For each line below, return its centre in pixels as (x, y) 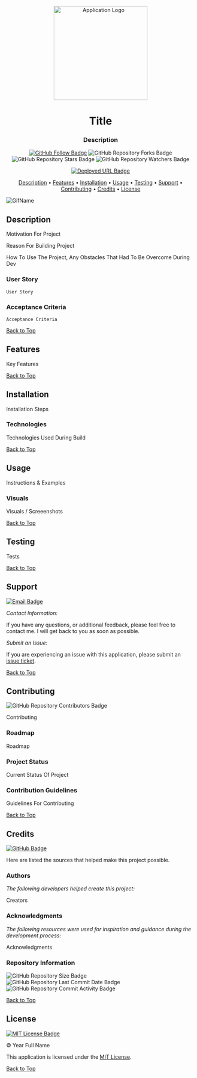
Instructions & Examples (36, 482)
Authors (19, 875)
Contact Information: (32, 613)
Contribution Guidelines (42, 790)
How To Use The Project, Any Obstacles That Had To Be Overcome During (98, 257)
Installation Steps (28, 409)
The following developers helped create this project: (70, 889)
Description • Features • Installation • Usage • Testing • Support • (101, 183)
